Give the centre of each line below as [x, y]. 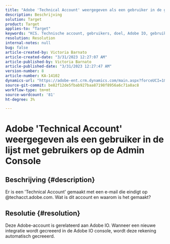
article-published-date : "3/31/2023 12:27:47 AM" [59, 66]
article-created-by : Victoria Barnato [46, 52]
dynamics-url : [20, 80]
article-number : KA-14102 [32, 76]
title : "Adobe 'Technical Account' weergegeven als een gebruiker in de [83, 10]
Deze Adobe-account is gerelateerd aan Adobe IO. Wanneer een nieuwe [80, 225]
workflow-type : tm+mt [28, 90]
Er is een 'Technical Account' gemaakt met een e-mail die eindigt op [76, 192]
